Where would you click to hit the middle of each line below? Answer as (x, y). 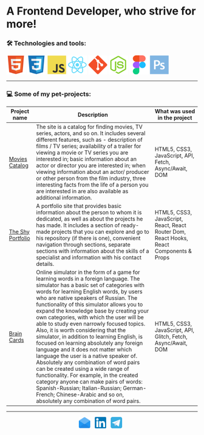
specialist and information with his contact (89, 257)
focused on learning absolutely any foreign (90, 343)
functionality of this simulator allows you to (90, 305)
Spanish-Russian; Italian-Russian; (79, 388)
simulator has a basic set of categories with (90, 285)
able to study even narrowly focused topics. (91, 324)
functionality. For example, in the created (87, 375)
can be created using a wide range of (83, 369)
